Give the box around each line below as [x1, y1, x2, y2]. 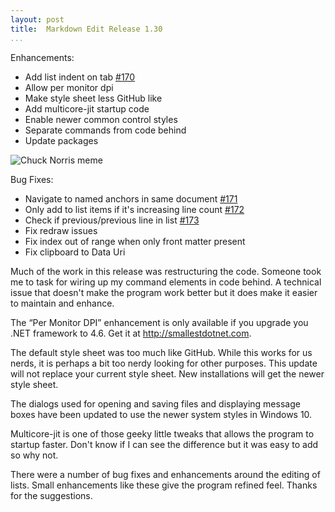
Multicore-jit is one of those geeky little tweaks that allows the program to [10, 427, 315, 440]
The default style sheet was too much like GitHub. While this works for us [10, 346, 313, 358]
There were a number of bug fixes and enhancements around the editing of [10, 468, 321, 480]
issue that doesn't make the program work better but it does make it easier [10, 286, 318, 298]
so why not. [10, 449, 59, 461]
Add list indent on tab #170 [24, 71, 136, 83]
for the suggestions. [10, 489, 93, 501]
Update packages [24, 134, 99, 146]
